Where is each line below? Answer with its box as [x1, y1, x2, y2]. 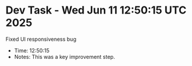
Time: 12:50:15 [14, 47, 50, 54]
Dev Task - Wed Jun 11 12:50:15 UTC [5, 4, 187, 17]
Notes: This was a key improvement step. [14, 53, 116, 60]
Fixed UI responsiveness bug [5, 35, 76, 42]
